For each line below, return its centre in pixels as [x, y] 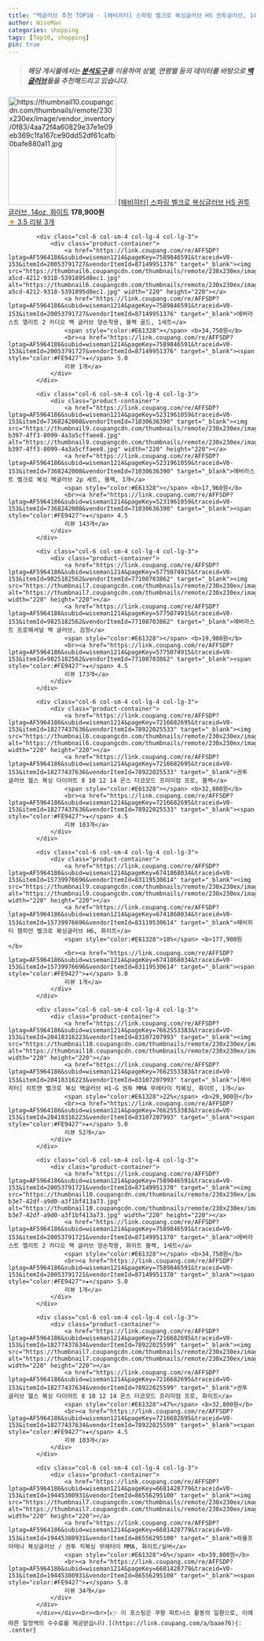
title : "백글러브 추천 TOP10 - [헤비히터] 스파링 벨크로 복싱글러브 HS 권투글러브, [127, 15]
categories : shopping [44, 30]
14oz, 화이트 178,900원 [68, 212]
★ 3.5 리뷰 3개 [31, 222]
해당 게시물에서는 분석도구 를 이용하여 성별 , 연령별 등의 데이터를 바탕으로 [136, 71]
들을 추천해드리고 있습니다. [88, 80]
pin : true [24, 45]
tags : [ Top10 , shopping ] [49, 37]
